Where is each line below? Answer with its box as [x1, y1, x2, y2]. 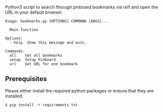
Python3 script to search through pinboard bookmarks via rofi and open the [5, 4, 158, 10]
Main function [9, 27, 38, 32]
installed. [5, 93, 24, 99]
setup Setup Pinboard [9, 57, 56, 62]
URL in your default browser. [5, 9, 63, 15]
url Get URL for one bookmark [9, 62, 78, 67]
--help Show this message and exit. [9, 40, 87, 45]
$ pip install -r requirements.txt [5, 102, 78, 107]
